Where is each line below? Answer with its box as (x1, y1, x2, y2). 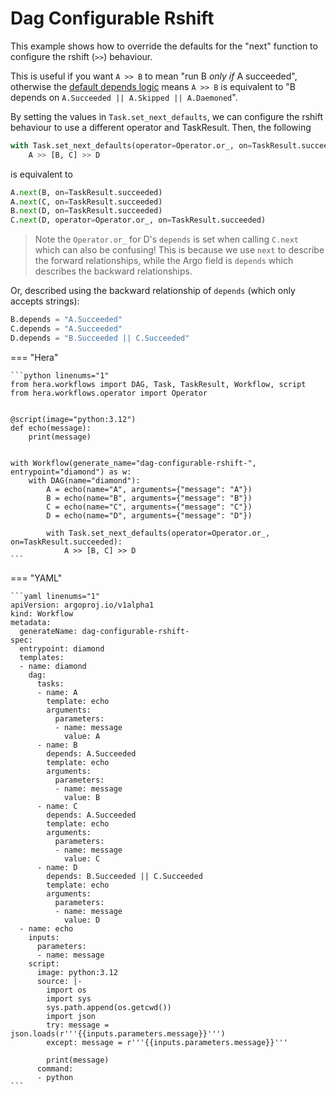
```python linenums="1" (10, 370, 110, 381)
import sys (46, 993, 92, 1004)
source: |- (36, 976, 83, 986)
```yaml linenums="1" (10, 591, 101, 601)
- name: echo (19, 923, 74, 934)
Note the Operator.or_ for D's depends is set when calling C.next (34, 233, 299, 246)
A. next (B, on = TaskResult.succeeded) (10, 187, 163, 197)
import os (46, 985, 87, 995)
